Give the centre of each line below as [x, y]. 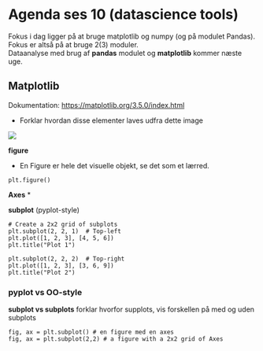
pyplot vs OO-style [45, 292]
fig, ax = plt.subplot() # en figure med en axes [91, 332]
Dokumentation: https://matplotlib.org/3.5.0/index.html [96, 105]
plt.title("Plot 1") [42, 245]
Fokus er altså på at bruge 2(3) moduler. [74, 44]
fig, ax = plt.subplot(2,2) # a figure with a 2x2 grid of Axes [116, 339]
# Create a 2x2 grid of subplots [63, 224]
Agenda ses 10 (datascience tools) [123, 15]
